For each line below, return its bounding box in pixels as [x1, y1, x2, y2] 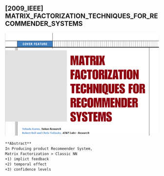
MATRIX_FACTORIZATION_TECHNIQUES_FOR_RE [5, 12, 158, 20]
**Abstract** [5, 141, 32, 146]
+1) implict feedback [5, 156, 49, 161]
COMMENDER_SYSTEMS [5, 20, 83, 28]
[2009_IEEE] [5, 4, 43, 13]
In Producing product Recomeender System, [5, 146, 93, 151]
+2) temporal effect [5, 161, 47, 167]
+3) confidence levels [5, 167, 51, 172]
